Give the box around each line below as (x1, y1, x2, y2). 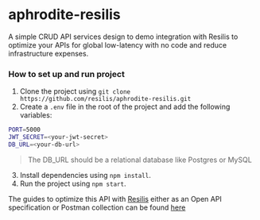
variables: (19, 110, 52, 120)
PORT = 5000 (8, 125, 41, 134)
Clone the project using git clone (19, 87, 131, 96)
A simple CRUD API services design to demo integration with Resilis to (8, 32, 239, 41)
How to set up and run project (8, 68, 125, 79)
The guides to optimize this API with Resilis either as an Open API (8, 194, 223, 203)
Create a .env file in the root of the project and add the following (19, 102, 231, 112)
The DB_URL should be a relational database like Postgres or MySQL (27, 155, 252, 164)
